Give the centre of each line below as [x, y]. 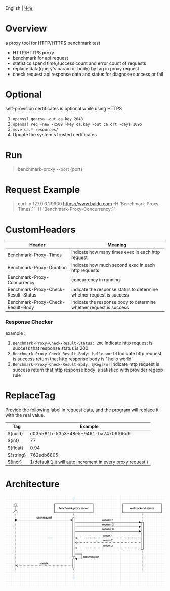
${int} [13, 441]
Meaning [117, 245]
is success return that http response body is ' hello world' [73, 359]
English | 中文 [19, 8]
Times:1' [26, 209]
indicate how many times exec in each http [116, 252]
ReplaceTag [30, 396]
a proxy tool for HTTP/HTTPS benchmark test [53, 43]
